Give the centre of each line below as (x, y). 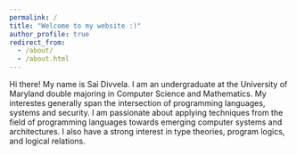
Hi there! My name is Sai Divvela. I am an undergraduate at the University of (148, 84)
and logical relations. (48, 141)
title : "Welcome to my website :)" (75, 26)
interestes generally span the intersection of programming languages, (137, 103)
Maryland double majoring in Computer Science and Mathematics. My (138, 94)
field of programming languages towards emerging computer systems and (146, 122)
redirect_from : (37, 42)
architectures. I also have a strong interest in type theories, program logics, (147, 131)
